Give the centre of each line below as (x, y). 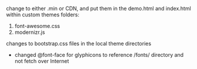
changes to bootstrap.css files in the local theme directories (79, 44)
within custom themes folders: (43, 15)
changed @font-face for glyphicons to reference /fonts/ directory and (99, 55)
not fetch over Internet (42, 61)
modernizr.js (30, 32)
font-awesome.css (37, 26)
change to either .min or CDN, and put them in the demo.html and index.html (98, 8)
